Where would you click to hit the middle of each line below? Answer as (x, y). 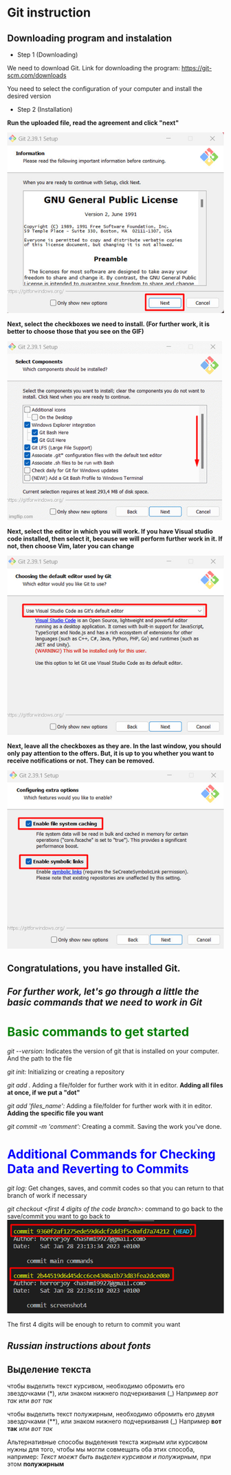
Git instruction (49, 13)
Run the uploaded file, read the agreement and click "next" (93, 123)
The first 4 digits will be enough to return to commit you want (94, 1324)
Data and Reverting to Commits (98, 1169)
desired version (29, 96)
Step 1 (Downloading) (47, 54)
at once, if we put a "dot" (44, 1092)
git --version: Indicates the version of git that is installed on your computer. (113, 1051)
